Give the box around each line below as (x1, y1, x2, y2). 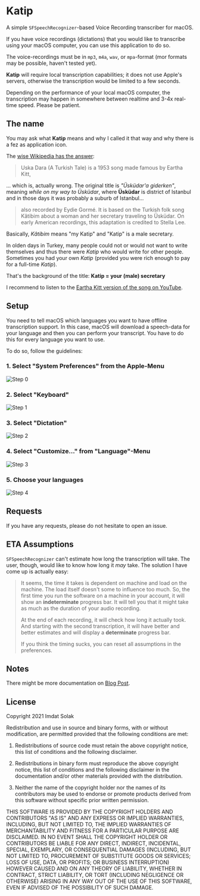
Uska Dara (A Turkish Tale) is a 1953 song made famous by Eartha (20, 164, 183, 171)
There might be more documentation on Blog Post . (6, 679, 130, 687)
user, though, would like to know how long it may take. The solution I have (6, 561, 187, 569)
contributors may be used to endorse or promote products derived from (14, 790, 191, 798)
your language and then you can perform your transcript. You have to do (6, 329, 184, 337)
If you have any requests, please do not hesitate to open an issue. (6, 522, 168, 529)
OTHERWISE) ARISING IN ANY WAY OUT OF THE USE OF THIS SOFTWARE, (6, 878, 192, 885)
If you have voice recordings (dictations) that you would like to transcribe (6, 35, 186, 42)
